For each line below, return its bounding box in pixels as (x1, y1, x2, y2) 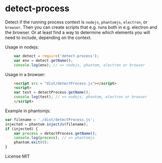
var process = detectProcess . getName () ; (14, 131, 97, 136)
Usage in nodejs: (5, 44, 39, 50)
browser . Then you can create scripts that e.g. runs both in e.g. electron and (5, 24, 158, 30)
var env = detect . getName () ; (14, 58, 73, 63)
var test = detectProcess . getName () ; (14, 90, 91, 95)
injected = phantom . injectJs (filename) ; (5, 122, 89, 127)
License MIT (5, 153, 30, 159)
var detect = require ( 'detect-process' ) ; (14, 53, 99, 59)
